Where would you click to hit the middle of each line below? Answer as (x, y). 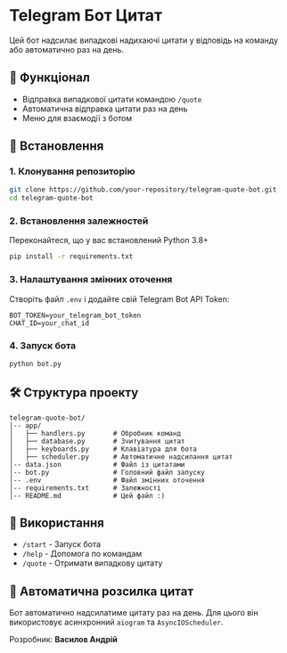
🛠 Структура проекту (74, 393)
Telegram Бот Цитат (86, 16)
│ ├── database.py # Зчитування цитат (97, 441)
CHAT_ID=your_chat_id (49, 323)
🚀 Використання (57, 523)
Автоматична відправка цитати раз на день (105, 109)
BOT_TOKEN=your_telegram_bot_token (75, 315)
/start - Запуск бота (61, 544)
